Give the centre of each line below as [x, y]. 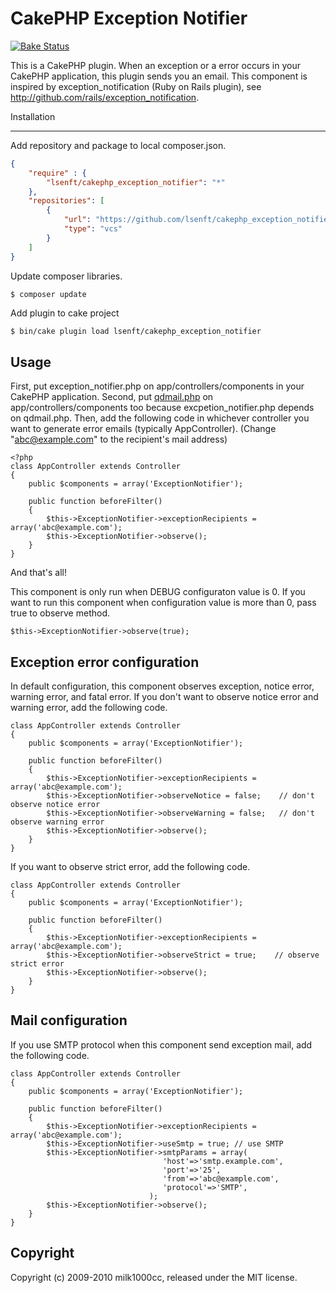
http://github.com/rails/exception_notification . [105, 97]
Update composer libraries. [66, 276]
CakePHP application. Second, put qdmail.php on [112, 397]
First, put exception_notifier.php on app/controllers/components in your [157, 386]
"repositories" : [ [66, 201]
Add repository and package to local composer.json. [118, 145]
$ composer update [48, 294]
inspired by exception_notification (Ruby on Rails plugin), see [136, 86]
